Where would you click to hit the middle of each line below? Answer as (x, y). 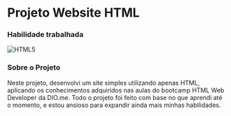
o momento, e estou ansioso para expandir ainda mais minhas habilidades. (114, 105)
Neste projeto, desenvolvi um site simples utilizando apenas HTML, (104, 83)
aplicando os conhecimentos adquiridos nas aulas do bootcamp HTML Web (116, 90)
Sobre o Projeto (34, 67)
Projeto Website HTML (74, 13)
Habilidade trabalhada (45, 35)
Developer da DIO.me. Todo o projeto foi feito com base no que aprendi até (115, 97)
